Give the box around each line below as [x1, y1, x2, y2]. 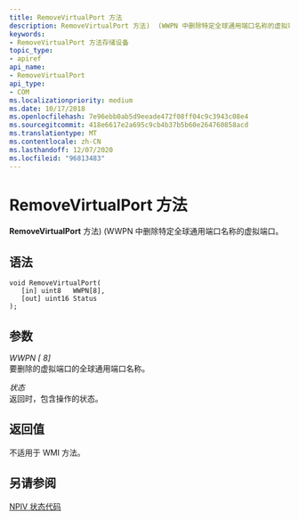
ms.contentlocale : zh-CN [9, 137, 101, 146]
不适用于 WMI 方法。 [9, 447, 86, 458]
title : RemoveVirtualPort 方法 [9, 12, 123, 22]
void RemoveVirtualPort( [9, 279, 101, 288]
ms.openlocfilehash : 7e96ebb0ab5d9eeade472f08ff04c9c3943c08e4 [9, 112, 249, 121]
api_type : [9, 79, 46, 88]
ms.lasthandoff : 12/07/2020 [9, 145, 114, 154]
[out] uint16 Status [20, 295, 98, 304]
